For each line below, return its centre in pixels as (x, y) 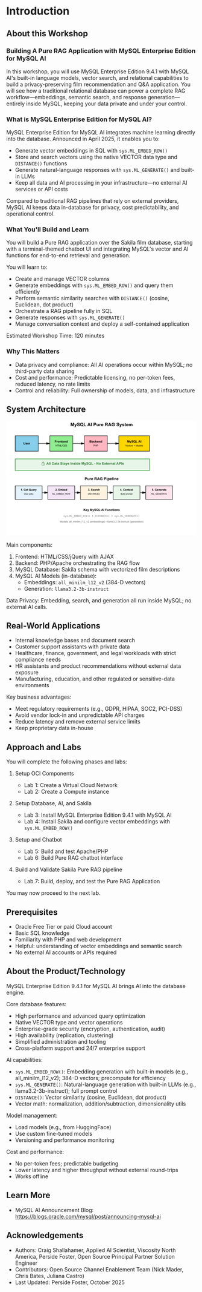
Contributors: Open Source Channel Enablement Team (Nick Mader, (99, 1269)
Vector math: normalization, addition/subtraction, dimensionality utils (100, 1104)
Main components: (30, 545)
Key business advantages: (39, 697)
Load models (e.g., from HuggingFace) (63, 1127)
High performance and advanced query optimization (80, 1016)
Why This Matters (33, 351)
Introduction (38, 11)
